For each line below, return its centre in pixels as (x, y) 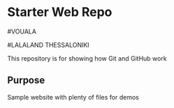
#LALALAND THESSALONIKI (48, 45)
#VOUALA (22, 31)
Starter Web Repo (60, 12)
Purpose (26, 80)
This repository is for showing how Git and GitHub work (87, 58)
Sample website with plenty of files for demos (73, 97)
